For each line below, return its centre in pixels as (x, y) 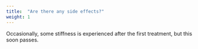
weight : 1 (18, 17)
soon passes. (22, 40)
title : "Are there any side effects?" (55, 11)
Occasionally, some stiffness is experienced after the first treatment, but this (99, 33)
